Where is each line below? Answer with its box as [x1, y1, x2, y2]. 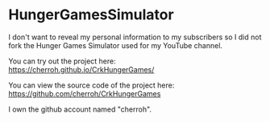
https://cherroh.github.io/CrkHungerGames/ [8, 64, 155, 74]
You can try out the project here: [8, 56, 117, 66]
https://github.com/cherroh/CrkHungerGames [8, 88, 161, 98]
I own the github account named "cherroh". [8, 104, 152, 114]
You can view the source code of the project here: [8, 80, 175, 90]
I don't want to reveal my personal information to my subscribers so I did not [8, 32, 262, 42]
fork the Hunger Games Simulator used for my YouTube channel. [8, 40, 223, 50]
